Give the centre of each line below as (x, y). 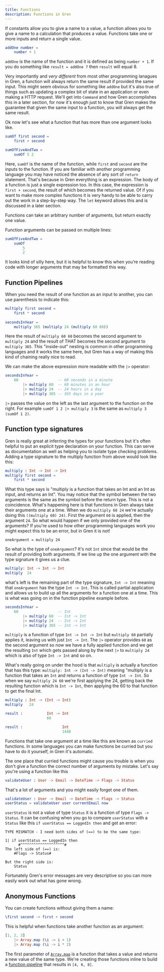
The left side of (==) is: (33, 849)
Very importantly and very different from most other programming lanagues (81, 76)
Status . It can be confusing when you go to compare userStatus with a (76, 818)
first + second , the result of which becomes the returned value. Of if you (80, 190)
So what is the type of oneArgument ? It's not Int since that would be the (77, 549)
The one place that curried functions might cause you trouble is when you (80, 761)
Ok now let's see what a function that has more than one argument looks (78, 122)
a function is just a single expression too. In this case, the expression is (77, 185)
